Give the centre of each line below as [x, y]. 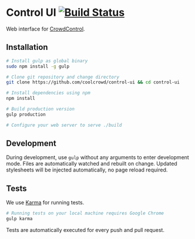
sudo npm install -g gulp [38, 66]
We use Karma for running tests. [45, 203]
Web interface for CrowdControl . [46, 29]
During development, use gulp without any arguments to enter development [97, 157]
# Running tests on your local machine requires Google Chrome [85, 213]
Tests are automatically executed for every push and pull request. [85, 230]
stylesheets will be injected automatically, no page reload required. [87, 170]
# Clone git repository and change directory [63, 77]
